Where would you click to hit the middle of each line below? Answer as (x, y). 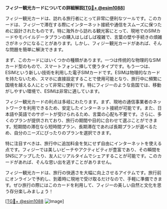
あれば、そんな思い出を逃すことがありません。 (66, 162)
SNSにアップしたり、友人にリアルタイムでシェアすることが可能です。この (82, 156)
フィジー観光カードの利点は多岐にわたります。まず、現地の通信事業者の (79, 102)
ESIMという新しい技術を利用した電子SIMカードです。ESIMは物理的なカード (83, 72)
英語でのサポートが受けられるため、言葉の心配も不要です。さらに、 (88, 114)
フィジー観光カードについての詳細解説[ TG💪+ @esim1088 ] (65, 8)
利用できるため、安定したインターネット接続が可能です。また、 (92, 108)
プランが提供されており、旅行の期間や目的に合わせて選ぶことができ (83, 120)
